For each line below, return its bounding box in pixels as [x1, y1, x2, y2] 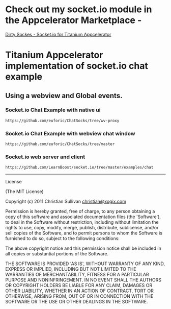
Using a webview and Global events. [5, 91, 123, 100]
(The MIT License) [5, 188, 44, 195]
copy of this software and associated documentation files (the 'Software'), [5, 213, 161, 220]
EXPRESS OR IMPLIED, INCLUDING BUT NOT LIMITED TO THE [5, 266, 136, 272]
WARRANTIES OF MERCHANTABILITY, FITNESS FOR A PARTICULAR [5, 272, 149, 278]
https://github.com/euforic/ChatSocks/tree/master [5, 141, 115, 147]
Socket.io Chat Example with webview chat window [5, 130, 136, 137]
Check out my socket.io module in [5, 4, 152, 15]
